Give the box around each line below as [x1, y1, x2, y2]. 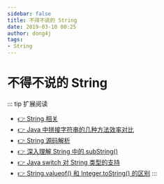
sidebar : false [7, 10, 52, 17]
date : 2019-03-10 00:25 [7, 23, 77, 30]
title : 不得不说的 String [7, 17, 77, 24]
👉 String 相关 [17, 114, 58, 122]
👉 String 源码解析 [17, 136, 70, 144]
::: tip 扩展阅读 [7, 99, 48, 108]
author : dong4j [7, 29, 52, 37]
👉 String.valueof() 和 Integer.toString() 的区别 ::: [17, 169, 158, 177]
